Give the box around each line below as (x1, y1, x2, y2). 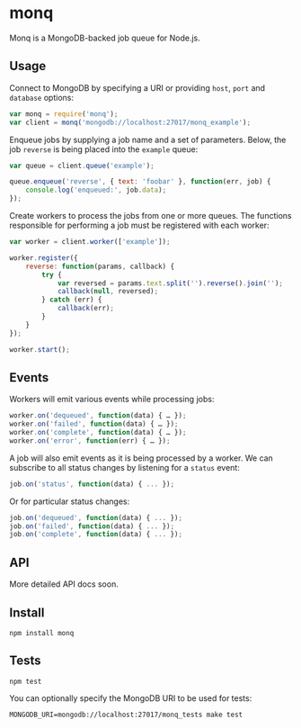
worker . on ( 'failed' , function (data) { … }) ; (9, 419, 179, 429)
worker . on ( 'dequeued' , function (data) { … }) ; (9, 411, 187, 420)
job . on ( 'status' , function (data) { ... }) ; (9, 480, 175, 489)
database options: (9, 92, 75, 103)
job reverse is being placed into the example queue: (9, 143, 199, 155)
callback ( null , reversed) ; (57, 287, 159, 296)
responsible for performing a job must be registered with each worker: (9, 220, 270, 230)
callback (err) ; (57, 304, 115, 313)
